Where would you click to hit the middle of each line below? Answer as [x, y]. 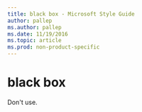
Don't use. [22, 102]
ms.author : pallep [34, 27]
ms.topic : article [34, 41]
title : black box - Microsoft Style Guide [71, 14]
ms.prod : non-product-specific [54, 47]
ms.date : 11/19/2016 [38, 34]
